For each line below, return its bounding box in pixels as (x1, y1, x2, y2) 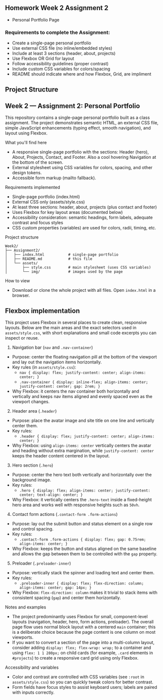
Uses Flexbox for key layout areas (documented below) (12, 209, 123, 215)
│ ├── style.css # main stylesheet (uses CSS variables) (5, 265, 151, 270)
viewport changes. (12, 399, 50, 405)
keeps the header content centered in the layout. (12, 453, 110, 459)
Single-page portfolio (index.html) (12, 194, 80, 200)
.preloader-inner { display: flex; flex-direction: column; (19, 581, 144, 586)
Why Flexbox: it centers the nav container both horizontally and (12, 388, 140, 394)
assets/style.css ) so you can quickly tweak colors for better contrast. (12, 679, 154, 685)
